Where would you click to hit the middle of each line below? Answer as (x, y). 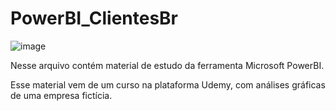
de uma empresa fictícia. (61, 95)
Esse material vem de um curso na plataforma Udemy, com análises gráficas (168, 84)
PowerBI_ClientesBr (94, 18)
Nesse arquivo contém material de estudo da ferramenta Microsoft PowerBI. (167, 65)
